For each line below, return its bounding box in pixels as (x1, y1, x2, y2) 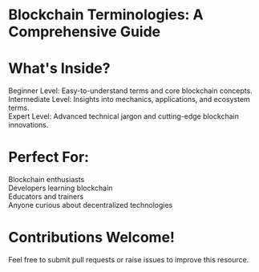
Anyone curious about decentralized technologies (8, 201, 173, 210)
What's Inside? (8, 59, 111, 78)
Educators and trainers (8, 192, 84, 201)
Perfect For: (8, 148, 90, 166)
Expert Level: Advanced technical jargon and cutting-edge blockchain (8, 112, 239, 121)
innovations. (8, 120, 49, 130)
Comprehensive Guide (8, 22, 161, 41)
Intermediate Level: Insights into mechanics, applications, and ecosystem (8, 95, 250, 104)
